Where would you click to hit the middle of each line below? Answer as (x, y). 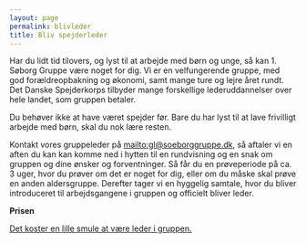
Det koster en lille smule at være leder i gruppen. (101, 228)
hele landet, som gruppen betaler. (73, 100)
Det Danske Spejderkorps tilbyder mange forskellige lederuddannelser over (151, 90)
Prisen (22, 211)
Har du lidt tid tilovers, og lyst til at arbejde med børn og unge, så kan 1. (143, 61)
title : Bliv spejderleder (58, 35)
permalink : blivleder (51, 26)
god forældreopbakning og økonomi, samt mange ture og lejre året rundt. (147, 80)
